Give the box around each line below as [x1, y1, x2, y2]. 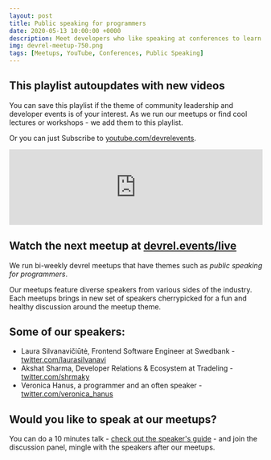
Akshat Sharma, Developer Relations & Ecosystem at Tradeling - [20, 363, 234, 373]
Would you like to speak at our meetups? [9, 412, 217, 426]
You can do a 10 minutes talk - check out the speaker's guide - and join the [9, 434, 258, 444]
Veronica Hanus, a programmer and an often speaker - [20, 380, 203, 391]
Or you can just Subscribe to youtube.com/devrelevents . [9, 133, 196, 143]
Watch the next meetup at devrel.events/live [9, 239, 236, 253]
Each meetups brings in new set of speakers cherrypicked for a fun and [9, 293, 248, 303]
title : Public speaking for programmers [9, 19, 147, 27]
